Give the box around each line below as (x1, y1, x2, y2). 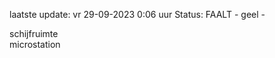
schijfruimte (9, 28, 59, 39)
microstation (9, 39, 61, 50)
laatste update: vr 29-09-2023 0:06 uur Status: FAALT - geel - (9, 9, 266, 20)
